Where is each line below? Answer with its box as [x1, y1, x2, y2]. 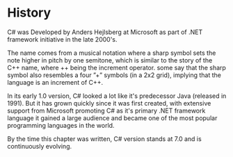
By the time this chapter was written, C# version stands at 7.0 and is [7, 134, 202, 143]
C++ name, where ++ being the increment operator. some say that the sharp [7, 63, 226, 72]
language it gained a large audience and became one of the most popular [7, 113, 218, 122]
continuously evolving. [7, 142, 72, 150]
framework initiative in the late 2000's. [7, 35, 118, 43]
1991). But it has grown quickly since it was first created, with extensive [7, 99, 211, 107]
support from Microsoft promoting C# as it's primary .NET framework [7, 106, 206, 115]
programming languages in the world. [7, 121, 115, 129]
